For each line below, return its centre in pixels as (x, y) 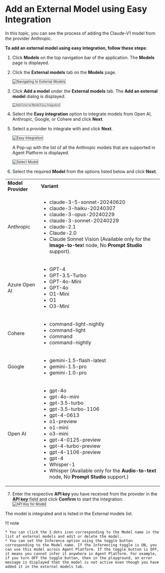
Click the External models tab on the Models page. (64, 72)
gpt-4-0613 (64, 415)
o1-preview (63, 421)
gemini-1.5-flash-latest (78, 360)
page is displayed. (31, 63)
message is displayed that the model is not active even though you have (82, 562)
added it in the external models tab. (45, 567)
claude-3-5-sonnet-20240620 (87, 202)
